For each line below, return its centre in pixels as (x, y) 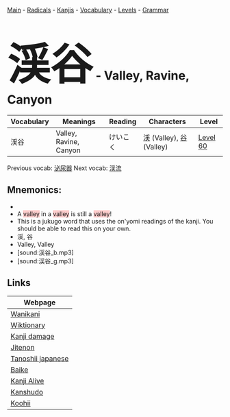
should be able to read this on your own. (74, 228)
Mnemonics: (35, 190)
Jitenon (23, 347)
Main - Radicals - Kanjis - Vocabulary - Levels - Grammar (88, 10)
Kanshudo (27, 392)
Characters (167, 121)
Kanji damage (33, 336)
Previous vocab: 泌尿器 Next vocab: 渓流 (64, 168)
